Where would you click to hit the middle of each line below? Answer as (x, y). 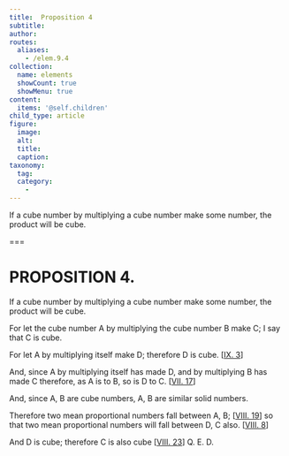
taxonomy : (27, 165)
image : (29, 133)
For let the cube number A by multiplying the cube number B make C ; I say (145, 328)
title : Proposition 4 (51, 17)
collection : (31, 67)
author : (23, 34)
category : (35, 182)
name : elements (45, 75)
